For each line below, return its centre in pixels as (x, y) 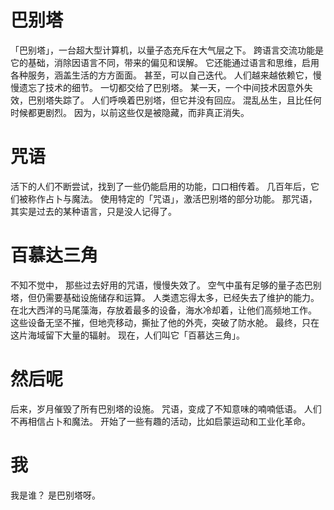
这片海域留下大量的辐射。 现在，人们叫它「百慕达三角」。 (127, 335)
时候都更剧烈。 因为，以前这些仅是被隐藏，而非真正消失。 (130, 112)
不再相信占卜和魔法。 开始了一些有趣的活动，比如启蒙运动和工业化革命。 (160, 421)
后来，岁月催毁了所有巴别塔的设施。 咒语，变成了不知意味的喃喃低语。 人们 (166, 408)
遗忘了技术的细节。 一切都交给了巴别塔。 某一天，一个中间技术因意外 (161, 87)
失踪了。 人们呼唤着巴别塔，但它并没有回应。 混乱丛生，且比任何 (187, 100)
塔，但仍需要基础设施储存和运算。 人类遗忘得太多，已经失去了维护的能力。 (165, 297)
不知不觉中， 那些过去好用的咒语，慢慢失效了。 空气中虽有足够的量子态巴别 (166, 285)
